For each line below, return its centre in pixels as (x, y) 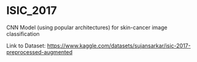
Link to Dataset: (26, 46)
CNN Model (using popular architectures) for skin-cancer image (87, 27)
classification (23, 33)
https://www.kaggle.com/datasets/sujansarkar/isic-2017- (119, 46)
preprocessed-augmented (39, 52)
